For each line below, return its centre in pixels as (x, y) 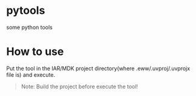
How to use (35, 52)
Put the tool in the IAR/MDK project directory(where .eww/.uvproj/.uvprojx (98, 68)
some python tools (29, 27)
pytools (26, 11)
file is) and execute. (31, 75)
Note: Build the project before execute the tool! (79, 86)
